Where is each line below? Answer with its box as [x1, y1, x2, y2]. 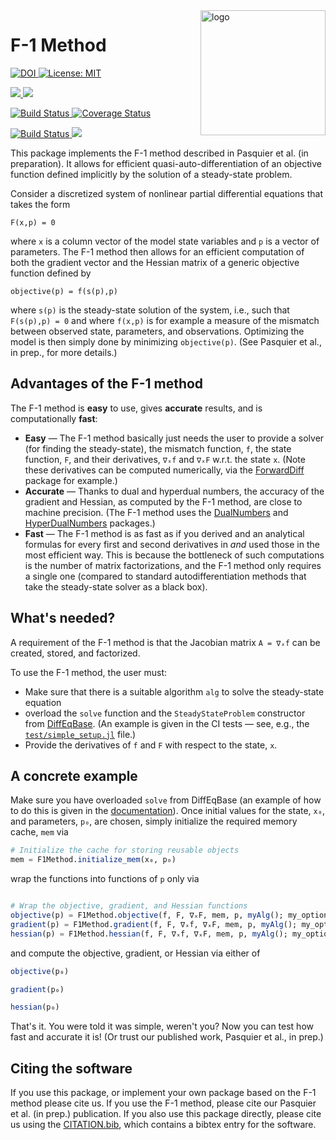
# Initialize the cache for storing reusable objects [10, 845, 240, 856]
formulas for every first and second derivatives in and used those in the [24, 538, 320, 550]
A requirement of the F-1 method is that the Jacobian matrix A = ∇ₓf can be [10, 636, 321, 648]
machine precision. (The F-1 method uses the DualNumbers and [24, 506, 289, 518]
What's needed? [10, 610, 116, 627]
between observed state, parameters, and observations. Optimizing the [10, 325, 305, 337]
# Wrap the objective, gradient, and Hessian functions [10, 901, 248, 911]
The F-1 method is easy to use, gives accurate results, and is [10, 402, 263, 414]
